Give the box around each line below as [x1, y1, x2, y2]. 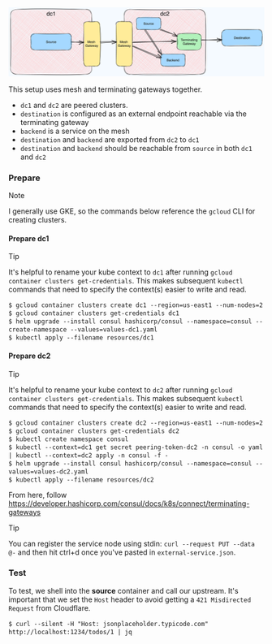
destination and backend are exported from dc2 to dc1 [19, 134, 200, 145]
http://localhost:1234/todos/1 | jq [8, 628, 132, 636]
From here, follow [8, 490, 67, 499]
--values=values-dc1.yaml [70, 326, 158, 334]
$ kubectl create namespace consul [8, 434, 129, 443]
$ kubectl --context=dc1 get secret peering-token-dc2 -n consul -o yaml [8, 443, 264, 452]
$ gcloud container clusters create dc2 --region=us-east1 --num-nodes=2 [8, 418, 264, 427]
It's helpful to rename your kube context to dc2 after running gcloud [8, 385, 233, 395]
